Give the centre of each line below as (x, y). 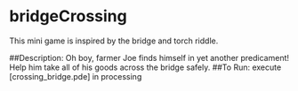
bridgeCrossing (68, 16)
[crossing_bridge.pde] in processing (76, 76)
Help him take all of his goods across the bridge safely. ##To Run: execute (145, 67)
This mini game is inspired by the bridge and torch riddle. (114, 41)
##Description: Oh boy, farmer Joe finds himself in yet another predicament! (149, 57)
